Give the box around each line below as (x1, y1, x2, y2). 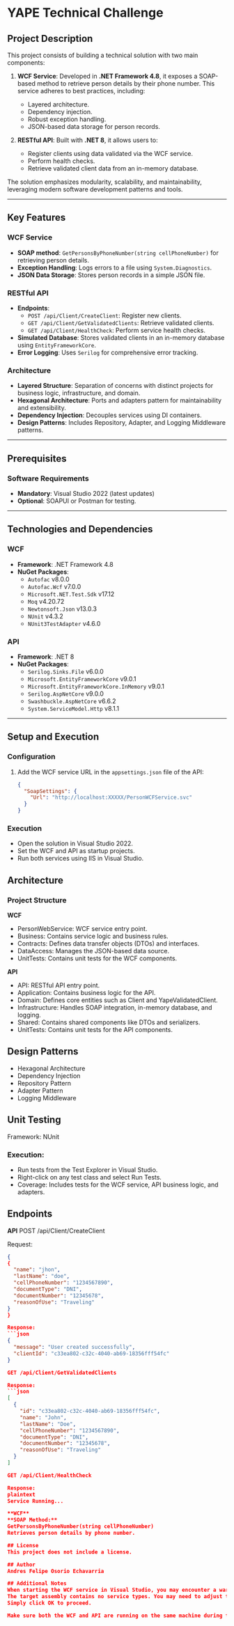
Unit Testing (7, 1114, 61, 1126)
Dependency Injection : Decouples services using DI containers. (17, 411, 202, 419)
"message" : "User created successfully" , (13, 1344, 136, 1351)
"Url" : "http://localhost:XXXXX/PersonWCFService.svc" (30, 794, 193, 802)
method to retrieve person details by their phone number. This (37, 79, 215, 88)
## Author (7, 1561, 36, 1568)
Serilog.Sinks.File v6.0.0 (27, 667, 104, 675)
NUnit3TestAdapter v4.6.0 (27, 619, 101, 627)
